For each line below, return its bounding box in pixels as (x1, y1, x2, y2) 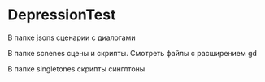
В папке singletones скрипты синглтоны (7, 63, 146, 74)
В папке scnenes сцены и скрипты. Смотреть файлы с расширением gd (7, 48, 258, 58)
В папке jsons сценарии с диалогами (7, 32, 136, 42)
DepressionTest (7, 6, 116, 24)
